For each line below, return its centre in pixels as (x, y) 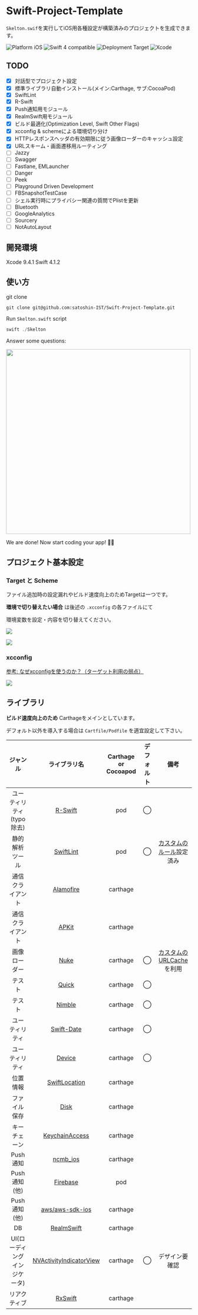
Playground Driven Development (54, 186)
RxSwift (66, 1298)
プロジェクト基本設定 (45, 562)
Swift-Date (66, 1029)
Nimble (66, 1005)
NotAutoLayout (33, 227)
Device (66, 1058)
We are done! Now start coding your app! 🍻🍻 (60, 542)
